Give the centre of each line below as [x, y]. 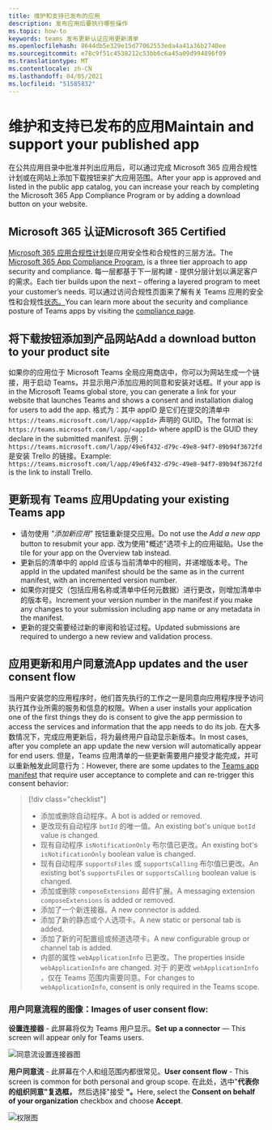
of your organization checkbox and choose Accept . [96, 1101]
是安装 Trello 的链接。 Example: [60, 456]
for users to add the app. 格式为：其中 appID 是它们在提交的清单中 [119, 410]
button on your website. [48, 204]
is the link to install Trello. [51, 472]
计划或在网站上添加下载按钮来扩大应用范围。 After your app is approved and [135, 178]
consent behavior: [38, 783]
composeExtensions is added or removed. [108, 900]
